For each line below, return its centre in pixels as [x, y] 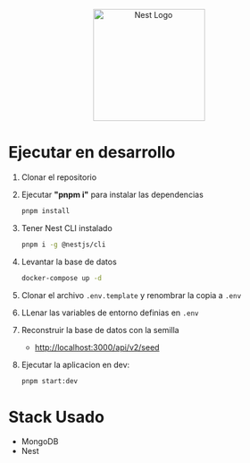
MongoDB [40, 442]
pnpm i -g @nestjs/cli [63, 244]
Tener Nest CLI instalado [67, 227]
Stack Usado [56, 417]
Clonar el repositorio [59, 177]
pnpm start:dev [50, 381]
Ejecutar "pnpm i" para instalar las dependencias [112, 194]
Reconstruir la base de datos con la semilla [100, 330]
